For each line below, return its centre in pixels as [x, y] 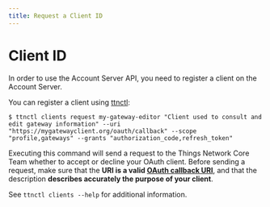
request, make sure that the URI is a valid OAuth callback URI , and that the [133, 170]
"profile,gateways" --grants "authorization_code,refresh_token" [120, 138]
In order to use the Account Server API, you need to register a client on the [133, 78]
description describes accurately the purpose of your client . [111, 179]
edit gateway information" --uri [65, 124]
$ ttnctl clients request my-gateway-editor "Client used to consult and [135, 117]
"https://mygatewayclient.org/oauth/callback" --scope [103, 131]
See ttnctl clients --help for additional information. [98, 194]
